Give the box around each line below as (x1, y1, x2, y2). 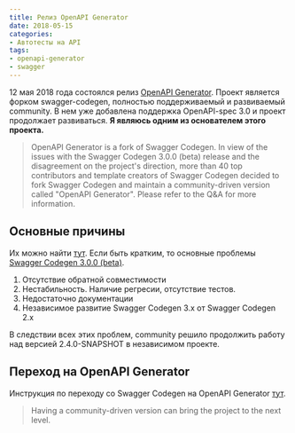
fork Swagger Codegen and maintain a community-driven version (30, 179, 270, 190)
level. (30, 414, 51, 425)
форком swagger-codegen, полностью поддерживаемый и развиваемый (9, 96, 285, 106)
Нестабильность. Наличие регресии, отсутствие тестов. (21, 283, 237, 294)
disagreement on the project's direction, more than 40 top (30, 161, 244, 171)
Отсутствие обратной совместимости (21, 274, 167, 285)
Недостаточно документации (21, 293, 134, 303)
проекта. (9, 124, 44, 135)
